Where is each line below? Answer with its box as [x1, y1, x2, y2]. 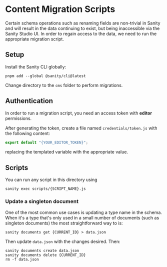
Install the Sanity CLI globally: [5, 63, 66, 69]
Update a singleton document [5, 198, 79, 205]
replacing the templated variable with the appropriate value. [5, 149, 128, 155]
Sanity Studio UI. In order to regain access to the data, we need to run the [5, 30, 157, 36]
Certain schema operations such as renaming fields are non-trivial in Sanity [5, 20, 161, 26]
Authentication [5, 96, 53, 105]
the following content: [5, 130, 50, 136]
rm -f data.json [5, 256, 39, 262]
